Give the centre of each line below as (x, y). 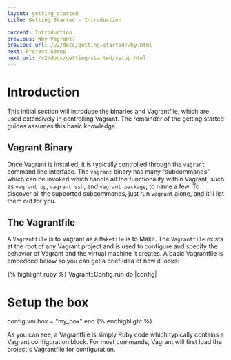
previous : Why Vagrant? (41, 39)
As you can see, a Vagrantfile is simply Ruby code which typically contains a (115, 334)
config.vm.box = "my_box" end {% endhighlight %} (80, 321)
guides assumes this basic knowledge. (62, 126)
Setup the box (48, 302)
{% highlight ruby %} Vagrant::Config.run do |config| (82, 274)
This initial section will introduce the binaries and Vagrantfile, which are (108, 111)
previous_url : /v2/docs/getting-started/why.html (80, 46)
